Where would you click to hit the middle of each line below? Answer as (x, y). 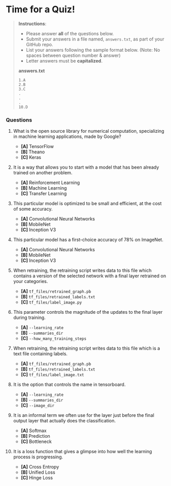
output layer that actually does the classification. (64, 421)
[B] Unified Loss (38, 472)
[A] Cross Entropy (40, 467)
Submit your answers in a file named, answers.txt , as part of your (95, 39)
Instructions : (32, 24)
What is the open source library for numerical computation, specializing (89, 131)
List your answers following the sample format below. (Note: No (93, 50)
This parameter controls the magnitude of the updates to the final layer (88, 312)
